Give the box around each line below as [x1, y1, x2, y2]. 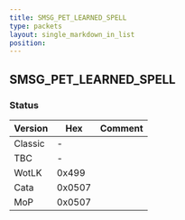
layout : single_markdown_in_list [9, 30, 135, 39]
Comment [99, 122, 143, 134]
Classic [14, 137, 45, 150]
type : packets [9, 22, 63, 31]
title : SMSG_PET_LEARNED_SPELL [9, 13, 127, 23]
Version [14, 122, 49, 134]
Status [9, 98, 39, 111]
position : [9, 38, 47, 48]
